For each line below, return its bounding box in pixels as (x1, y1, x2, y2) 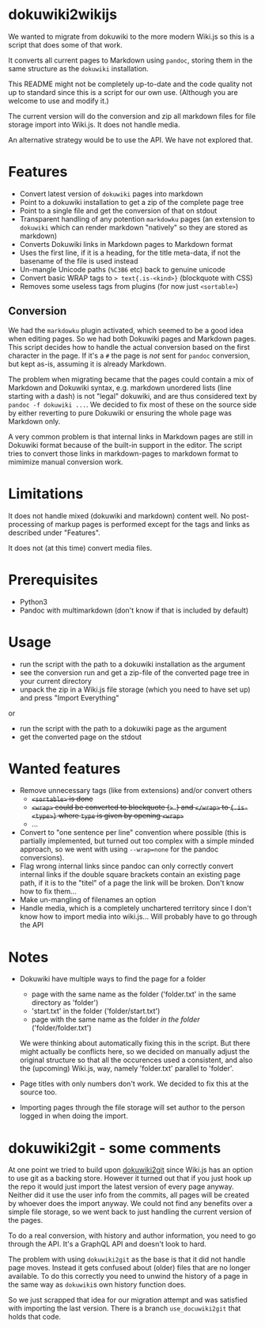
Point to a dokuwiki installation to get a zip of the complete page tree (19, 197, 244, 207)
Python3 (19, 597, 47, 606)
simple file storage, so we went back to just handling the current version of (8, 1207, 252, 1216)
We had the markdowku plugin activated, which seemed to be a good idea (8, 325, 244, 335)
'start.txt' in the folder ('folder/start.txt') (31, 1007, 161, 1016)
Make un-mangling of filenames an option (19, 895, 157, 905)
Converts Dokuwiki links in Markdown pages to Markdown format (19, 239, 233, 249)
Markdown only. (8, 416, 61, 426)
